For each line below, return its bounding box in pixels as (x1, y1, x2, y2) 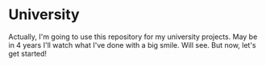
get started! (8, 49, 47, 58)
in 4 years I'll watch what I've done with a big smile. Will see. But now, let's (8, 40, 256, 49)
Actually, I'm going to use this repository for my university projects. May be (8, 32, 258, 41)
